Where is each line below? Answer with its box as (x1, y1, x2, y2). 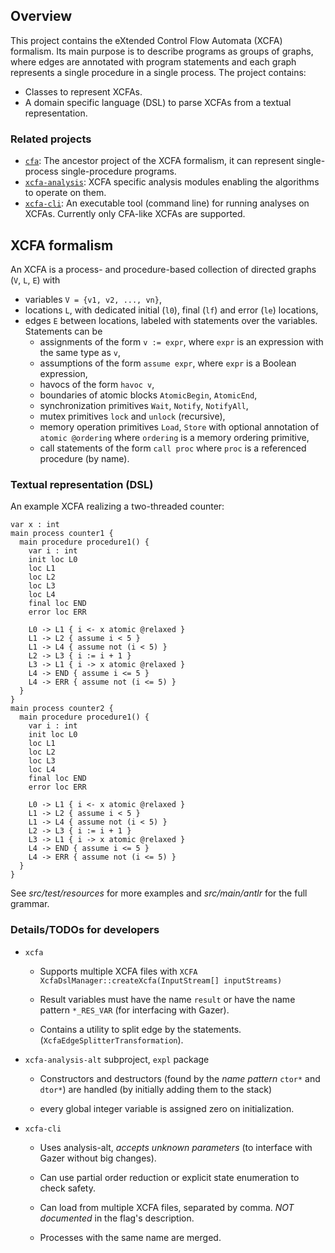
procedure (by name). (39, 452, 130, 464)
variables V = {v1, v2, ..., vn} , (24, 293, 162, 305)
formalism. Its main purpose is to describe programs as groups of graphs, (10, 45, 314, 57)
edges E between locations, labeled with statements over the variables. (24, 314, 318, 326)
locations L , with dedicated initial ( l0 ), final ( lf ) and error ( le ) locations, (24, 304, 319, 316)
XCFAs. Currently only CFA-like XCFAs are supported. (24, 208, 246, 220)
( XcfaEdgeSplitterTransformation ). (39, 1034, 184, 1046)
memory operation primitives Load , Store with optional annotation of (39, 420, 320, 433)
